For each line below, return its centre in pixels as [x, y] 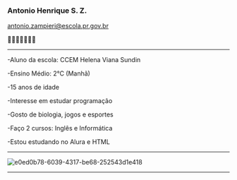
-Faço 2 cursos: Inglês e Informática [60, 128]
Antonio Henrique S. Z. [47, 11]
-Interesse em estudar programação [60, 101]
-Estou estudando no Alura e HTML [59, 142]
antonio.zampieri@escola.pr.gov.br [58, 26]
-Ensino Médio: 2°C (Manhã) [49, 73]
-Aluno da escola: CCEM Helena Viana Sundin [74, 60]
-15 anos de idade [34, 88]
